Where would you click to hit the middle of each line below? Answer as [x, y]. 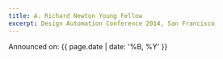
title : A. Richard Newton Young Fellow [76, 16]
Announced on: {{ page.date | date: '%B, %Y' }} [88, 46]
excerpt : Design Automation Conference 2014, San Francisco [112, 23]
